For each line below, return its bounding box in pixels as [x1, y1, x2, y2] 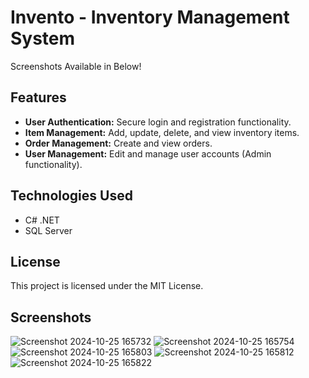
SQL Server [24, 224, 73, 236]
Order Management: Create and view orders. [24, 137, 213, 149]
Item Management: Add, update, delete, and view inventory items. [24, 126, 300, 138]
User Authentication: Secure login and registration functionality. [24, 116, 292, 128]
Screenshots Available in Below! [10, 60, 142, 72]
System [10, 27, 76, 50]
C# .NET [24, 214, 60, 226]
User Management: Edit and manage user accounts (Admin [24, 147, 272, 160]
